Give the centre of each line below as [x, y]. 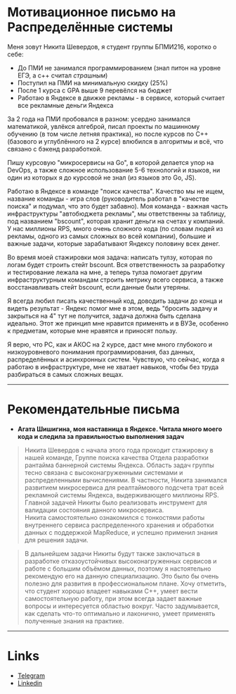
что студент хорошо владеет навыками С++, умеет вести [111, 591]
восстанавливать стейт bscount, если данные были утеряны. [99, 287]
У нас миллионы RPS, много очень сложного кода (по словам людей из [115, 228]
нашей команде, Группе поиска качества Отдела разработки [117, 457]
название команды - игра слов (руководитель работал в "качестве [108, 199]
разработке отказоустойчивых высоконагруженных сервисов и [120, 561]
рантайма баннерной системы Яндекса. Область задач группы [119, 465]
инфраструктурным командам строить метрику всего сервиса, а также [115, 280]
